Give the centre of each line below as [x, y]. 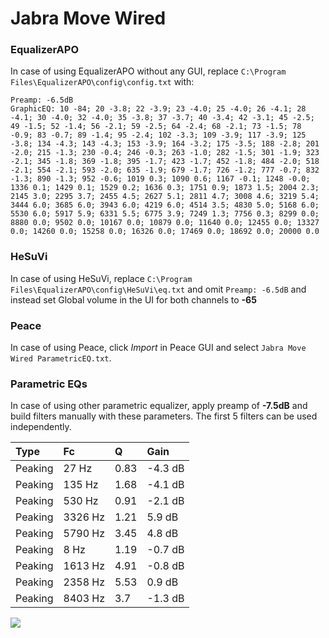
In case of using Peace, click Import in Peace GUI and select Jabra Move [158, 348]
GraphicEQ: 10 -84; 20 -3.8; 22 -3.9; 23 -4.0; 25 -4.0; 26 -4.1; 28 [158, 109]
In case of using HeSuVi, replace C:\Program [101, 278]
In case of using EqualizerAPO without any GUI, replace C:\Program [148, 71]
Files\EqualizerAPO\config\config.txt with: [102, 82]
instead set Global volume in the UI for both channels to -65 [133, 299]
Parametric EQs [49, 384]
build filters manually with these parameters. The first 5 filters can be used [164, 416]
